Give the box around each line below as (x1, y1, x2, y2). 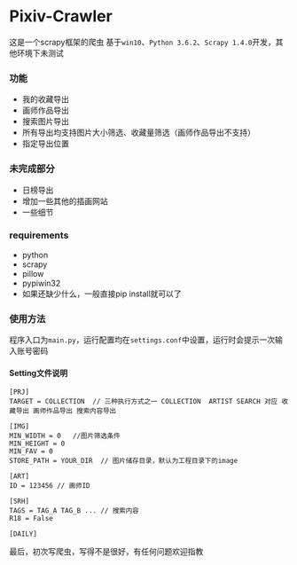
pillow (21, 268, 44, 279)
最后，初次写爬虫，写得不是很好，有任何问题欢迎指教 (9, 546, 204, 557)
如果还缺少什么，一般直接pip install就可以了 (21, 288, 182, 299)
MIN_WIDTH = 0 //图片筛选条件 (9, 432, 121, 441)
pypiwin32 (21, 278, 61, 288)
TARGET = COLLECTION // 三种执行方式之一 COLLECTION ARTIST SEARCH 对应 (9, 397, 278, 406)
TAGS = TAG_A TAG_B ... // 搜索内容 (9, 506, 139, 515)
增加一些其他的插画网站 (21, 195, 108, 206)
